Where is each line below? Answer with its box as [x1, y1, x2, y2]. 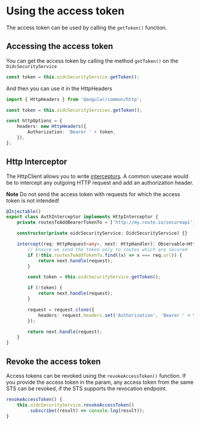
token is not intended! [6, 197, 60, 204]
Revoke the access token [6, 356, 101, 366]
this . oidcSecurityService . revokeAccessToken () [17, 402, 135, 408]
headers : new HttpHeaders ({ [17, 124, 86, 130]
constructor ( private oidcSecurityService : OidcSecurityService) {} [17, 230, 187, 237]
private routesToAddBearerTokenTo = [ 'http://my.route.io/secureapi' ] [17, 219, 196, 225]
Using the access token [6, 4, 125, 18]
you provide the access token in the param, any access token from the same [6, 378, 194, 386]
